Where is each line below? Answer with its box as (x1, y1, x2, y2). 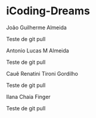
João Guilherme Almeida (6, 24, 67, 31)
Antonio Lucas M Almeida (6, 46, 70, 54)
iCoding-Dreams (6, 4, 91, 18)
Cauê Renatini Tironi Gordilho (6, 70, 79, 77)
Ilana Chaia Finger (6, 93, 51, 100)
